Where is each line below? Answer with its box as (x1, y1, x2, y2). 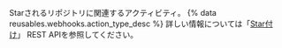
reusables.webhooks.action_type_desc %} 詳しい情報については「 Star (9, 18, 265, 29)
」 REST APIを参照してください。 (17, 30, 139, 39)
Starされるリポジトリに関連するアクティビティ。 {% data (9, 8, 217, 17)
